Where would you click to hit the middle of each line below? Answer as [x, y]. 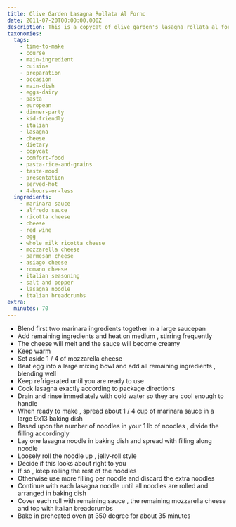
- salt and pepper [47, 283]
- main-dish [37, 86]
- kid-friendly [42, 118]
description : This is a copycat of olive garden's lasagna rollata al [113, 27]
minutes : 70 [31, 309]
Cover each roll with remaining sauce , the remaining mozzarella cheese [122, 501]
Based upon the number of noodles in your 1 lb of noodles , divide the [118, 426]
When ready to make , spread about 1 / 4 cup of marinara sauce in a [116, 411]
